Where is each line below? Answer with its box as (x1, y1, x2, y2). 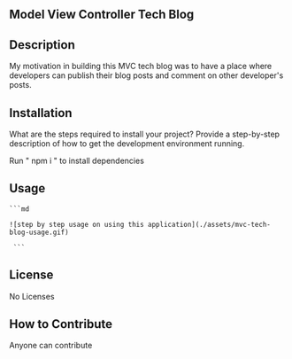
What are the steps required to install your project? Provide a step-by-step (9, 129, 280, 140)
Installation (9, 105, 73, 121)
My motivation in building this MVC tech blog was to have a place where (9, 61, 273, 72)
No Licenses (9, 291, 55, 301)
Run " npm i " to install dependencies (9, 155, 144, 167)
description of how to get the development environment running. (9, 138, 245, 149)
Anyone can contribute (9, 340, 93, 351)
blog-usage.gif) (9, 228, 69, 237)
